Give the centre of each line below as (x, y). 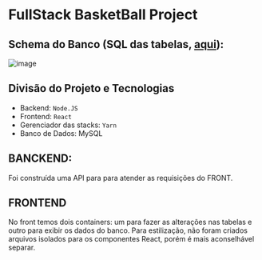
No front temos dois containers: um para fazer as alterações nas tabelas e (130, 222)
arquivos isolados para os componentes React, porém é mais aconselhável (131, 239)
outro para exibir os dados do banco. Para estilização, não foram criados (128, 230)
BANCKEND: (40, 159)
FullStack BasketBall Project (103, 15)
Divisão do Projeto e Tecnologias (91, 88)
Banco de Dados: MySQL (61, 133)
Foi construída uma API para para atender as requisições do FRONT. (121, 178)
